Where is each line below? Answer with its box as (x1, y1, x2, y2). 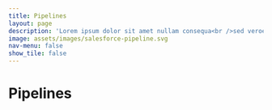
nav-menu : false (8, 42, 63, 50)
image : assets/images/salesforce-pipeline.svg (8, 34, 168, 43)
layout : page (8, 19, 53, 27)
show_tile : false (8, 49, 67, 57)
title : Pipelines (8, 11, 67, 20)
